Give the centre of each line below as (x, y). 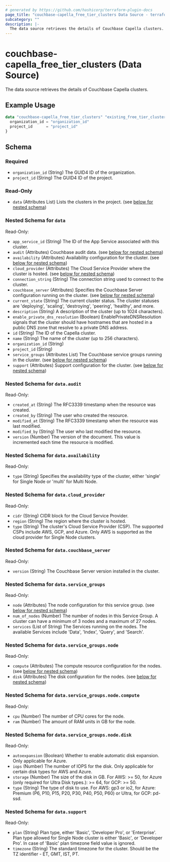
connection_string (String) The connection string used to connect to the (88, 279)
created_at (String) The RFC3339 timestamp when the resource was (84, 404)
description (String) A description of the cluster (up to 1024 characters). (88, 311)
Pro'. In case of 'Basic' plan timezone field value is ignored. (74, 843)
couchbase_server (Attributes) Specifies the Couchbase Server (77, 290)
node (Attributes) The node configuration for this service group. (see (83, 605)
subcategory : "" (22, 19)
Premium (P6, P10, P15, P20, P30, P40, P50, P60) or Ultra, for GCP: (82, 793)
